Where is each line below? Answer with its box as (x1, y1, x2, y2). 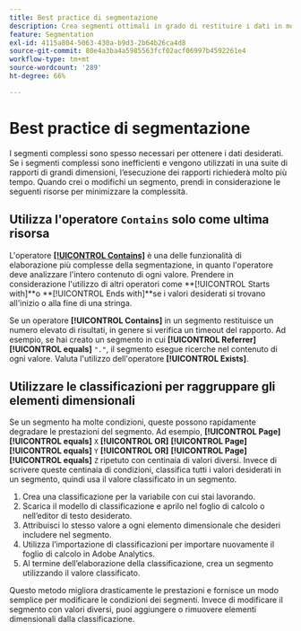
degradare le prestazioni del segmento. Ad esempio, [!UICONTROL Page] (9, 426, 281, 437)
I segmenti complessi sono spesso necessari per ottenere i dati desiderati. (9, 147, 284, 158)
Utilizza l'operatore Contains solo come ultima (9, 212, 270, 227)
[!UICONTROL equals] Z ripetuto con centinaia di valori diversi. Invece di (9, 455, 278, 466)
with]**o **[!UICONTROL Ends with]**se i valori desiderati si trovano (9, 288, 266, 299)
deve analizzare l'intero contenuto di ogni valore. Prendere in (9, 268, 235, 279)
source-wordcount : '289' (9, 64, 102, 73)
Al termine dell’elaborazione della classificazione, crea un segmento (21, 558, 274, 569)
